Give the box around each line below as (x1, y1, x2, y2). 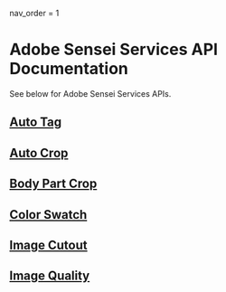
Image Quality (9, 268, 90, 284)
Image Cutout (9, 237, 88, 252)
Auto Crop (9, 145, 69, 161)
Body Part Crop (9, 176, 98, 192)
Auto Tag (9, 115, 62, 130)
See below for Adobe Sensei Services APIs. (9, 88, 172, 99)
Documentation (9, 59, 129, 80)
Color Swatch (9, 207, 88, 222)
